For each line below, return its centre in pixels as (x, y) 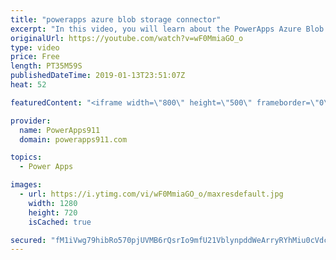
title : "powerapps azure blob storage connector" (116, 19)
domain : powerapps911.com (73, 139)
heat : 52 (28, 85)
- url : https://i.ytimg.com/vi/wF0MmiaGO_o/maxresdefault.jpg (151, 194)
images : (26, 185)
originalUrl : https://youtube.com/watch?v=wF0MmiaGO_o (127, 38)
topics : (26, 157)
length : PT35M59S (46, 66)
